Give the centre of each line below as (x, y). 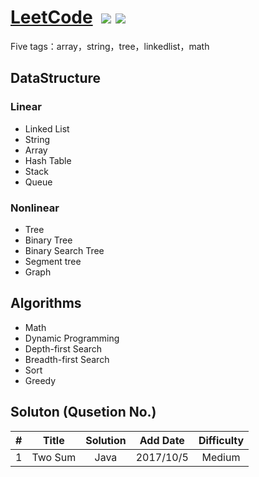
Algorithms (46, 303)
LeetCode (51, 17)
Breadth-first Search (67, 359)
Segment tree (53, 261)
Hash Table (48, 160)
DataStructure (56, 78)
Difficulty (221, 440)
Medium (221, 457)
